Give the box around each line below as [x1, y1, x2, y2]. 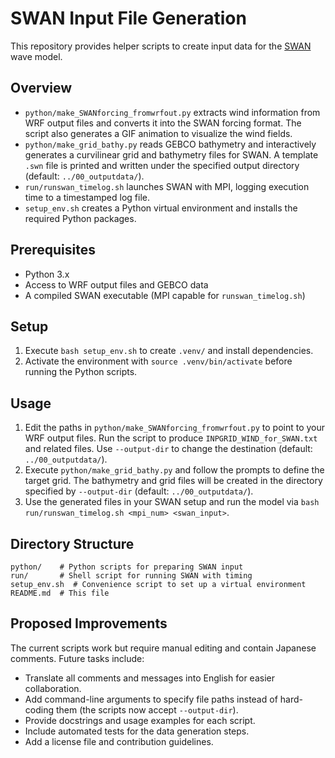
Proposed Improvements [10, 615, 168, 632]
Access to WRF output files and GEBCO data [24, 278, 209, 291]
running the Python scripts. [24, 366, 138, 378]
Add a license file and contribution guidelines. [24, 735, 214, 747]
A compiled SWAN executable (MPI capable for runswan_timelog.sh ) [24, 289, 306, 301]
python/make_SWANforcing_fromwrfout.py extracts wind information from [24, 106, 321, 118]
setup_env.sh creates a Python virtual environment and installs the [24, 202, 298, 214]
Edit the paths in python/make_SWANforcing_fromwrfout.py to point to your [24, 422, 326, 434]
